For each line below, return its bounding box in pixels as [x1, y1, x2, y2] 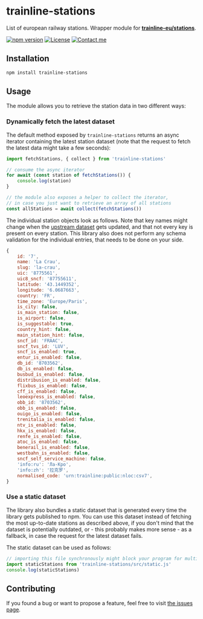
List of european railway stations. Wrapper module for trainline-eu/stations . [6, 24, 196, 31]
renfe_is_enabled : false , [17, 433, 83, 439]
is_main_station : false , [17, 310, 80, 316]
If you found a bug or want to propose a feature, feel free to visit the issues [6, 600, 193, 607]
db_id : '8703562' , [17, 360, 63, 367]
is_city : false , [17, 304, 59, 310]
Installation [6, 53, 50, 64]
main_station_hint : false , [17, 332, 85, 338]
